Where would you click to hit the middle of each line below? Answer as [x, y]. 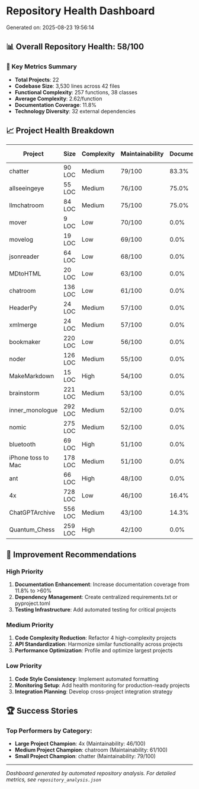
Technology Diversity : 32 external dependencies [75, 111]
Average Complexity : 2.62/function [58, 99]
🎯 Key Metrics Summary [41, 66]
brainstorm [24, 393]
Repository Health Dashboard [81, 11]
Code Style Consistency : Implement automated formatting [86, 679]
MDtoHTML [25, 274]
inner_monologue [33, 410]
